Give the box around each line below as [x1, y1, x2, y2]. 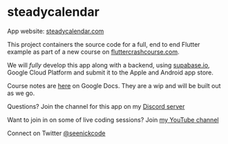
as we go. [7, 89, 35, 97]
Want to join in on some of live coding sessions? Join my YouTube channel [7, 115, 219, 124]
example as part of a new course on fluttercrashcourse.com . [7, 48, 180, 56]
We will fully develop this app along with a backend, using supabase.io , [7, 61, 210, 69]
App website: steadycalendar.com [7, 27, 104, 35]
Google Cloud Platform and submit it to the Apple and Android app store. [7, 68, 214, 76]
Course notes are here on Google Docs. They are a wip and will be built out [7, 81, 221, 90]
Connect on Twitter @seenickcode [7, 129, 106, 137]
